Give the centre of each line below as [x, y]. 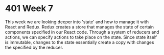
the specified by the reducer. [34, 47]
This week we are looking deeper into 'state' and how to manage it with [77, 22]
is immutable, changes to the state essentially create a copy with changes [80, 42]
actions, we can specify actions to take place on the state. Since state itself [81, 37]
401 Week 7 [29, 8]
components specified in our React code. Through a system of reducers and [82, 32]
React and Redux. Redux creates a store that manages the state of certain [80, 27]
